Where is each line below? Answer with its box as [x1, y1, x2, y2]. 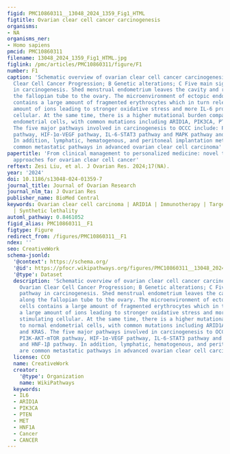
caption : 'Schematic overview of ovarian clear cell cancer [7, 73, 183, 81]
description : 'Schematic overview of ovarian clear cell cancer [13, 277, 201, 284]
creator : [13, 366, 38, 373]
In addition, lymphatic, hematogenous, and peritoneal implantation [13, 138, 213, 144]
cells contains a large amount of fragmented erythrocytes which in [19, 303, 219, 310]
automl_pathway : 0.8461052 [7, 214, 84, 220]
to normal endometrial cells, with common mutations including [19, 322, 204, 329]
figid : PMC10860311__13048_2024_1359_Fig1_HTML [7, 10, 146, 17]
